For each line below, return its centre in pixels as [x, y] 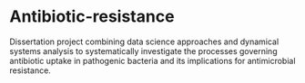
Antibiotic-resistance [92, 17]
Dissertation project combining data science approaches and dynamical [144, 41]
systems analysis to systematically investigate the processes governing [143, 51]
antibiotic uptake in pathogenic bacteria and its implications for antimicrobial [152, 60]
